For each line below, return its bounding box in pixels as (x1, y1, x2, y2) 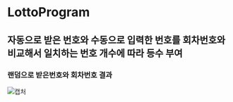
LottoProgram (7, 4, 90, 20)
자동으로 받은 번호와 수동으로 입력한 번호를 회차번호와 (7, 34, 226, 46)
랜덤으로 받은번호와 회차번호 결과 (7, 70, 113, 79)
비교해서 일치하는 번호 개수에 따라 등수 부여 (7, 47, 183, 59)
